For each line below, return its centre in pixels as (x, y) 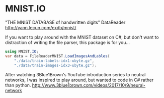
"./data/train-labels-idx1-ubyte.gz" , (54, 61)
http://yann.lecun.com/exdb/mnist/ (41, 27)
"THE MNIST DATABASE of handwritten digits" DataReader (65, 22)
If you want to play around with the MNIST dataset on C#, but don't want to (82, 37)
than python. (18, 85)
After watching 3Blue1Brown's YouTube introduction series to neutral (75, 75)
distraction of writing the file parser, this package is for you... (68, 42)
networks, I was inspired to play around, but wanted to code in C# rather (79, 80)
